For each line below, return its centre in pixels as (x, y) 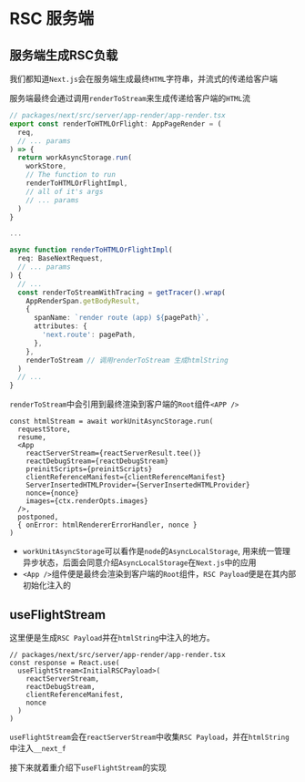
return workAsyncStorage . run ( (75, 158)
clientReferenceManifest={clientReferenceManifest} (126, 478)
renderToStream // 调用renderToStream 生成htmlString (127, 360)
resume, (32, 437)
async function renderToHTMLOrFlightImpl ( (91, 250)
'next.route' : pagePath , (89, 334)
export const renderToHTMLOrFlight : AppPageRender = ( (116, 124)
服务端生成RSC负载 (64, 55)
